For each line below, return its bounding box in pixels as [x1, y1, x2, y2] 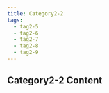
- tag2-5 [13, 23, 39, 30]
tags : [7, 17, 23, 24]
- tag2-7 [13, 36, 39, 43]
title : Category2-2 [7, 10, 64, 17]
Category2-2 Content [7, 74, 103, 87]
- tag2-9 [13, 49, 39, 56]
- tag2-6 [13, 29, 39, 37]
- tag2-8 [13, 42, 39, 49]
